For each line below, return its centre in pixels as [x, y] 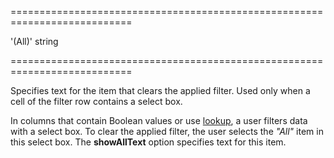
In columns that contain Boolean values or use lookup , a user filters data [159, 120]
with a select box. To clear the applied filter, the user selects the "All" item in [167, 131]
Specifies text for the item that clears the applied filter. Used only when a [160, 90]
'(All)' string [34, 41]
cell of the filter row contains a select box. [96, 101]
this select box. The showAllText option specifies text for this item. [148, 142]
